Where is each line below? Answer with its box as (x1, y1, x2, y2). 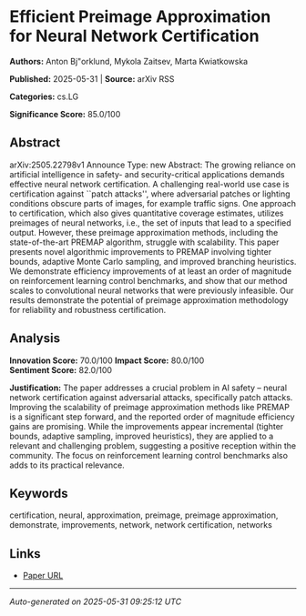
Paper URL (22, 571, 64, 581)
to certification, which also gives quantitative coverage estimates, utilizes (9, 207, 284, 218)
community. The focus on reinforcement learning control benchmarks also (9, 449, 289, 460)
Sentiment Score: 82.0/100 (9, 364, 112, 375)
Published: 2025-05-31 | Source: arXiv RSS (9, 73, 175, 84)
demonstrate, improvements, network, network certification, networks (9, 520, 273, 530)
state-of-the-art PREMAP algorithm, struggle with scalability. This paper (9, 237, 280, 247)
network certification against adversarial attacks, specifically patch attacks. (9, 391, 293, 402)
